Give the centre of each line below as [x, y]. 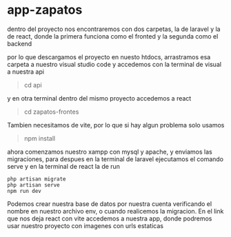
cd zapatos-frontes [51, 112]
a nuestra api [26, 72]
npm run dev [24, 191]
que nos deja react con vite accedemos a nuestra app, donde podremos [110, 218]
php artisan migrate [37, 179]
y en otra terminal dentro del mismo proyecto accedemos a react [99, 98]
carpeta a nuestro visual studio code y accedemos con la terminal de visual [114, 64]
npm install [40, 138]
